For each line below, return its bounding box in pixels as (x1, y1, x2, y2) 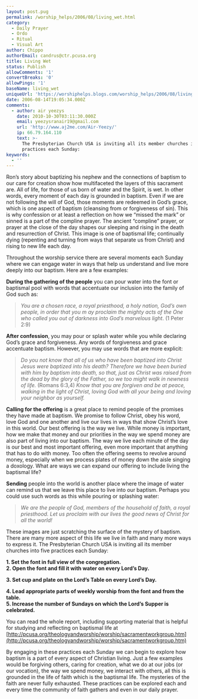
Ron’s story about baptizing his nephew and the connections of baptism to (6, 173, 187, 181)
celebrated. (6, 607, 35, 614)
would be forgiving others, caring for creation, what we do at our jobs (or (6, 661, 183, 668)
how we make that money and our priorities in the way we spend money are (6, 431, 190, 438)
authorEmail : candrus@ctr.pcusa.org (6, 53, 96, 59)
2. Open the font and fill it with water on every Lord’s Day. (6, 565, 150, 572)
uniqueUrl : (6, 91, 33, 97)
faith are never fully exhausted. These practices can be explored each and (6, 680, 187, 687)
